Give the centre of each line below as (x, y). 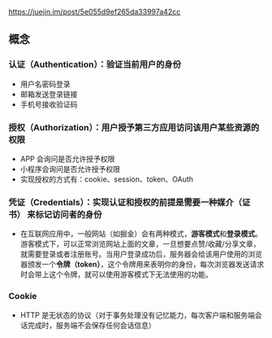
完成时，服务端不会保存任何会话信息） (91, 325)
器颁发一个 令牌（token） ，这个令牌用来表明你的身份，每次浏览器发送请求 (142, 265)
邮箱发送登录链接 (49, 94)
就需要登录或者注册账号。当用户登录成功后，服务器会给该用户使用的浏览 (141, 254)
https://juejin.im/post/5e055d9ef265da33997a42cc (95, 12)
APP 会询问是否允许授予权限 (67, 159)
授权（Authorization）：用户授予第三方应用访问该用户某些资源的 (134, 127)
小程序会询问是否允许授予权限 (70, 169)
